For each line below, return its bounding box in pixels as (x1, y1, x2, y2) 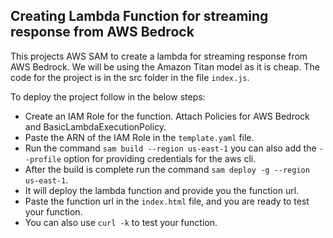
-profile (24, 154, 62, 164)
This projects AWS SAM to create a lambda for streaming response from (10, 50, 308, 62)
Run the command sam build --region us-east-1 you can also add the (24, 142, 317, 154)
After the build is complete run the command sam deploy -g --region (24, 163, 310, 175)
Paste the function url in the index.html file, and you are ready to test (24, 195, 310, 207)
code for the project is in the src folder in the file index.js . (10, 71, 250, 83)
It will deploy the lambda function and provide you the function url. (24, 184, 300, 196)
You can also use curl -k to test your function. (24, 216, 218, 228)
